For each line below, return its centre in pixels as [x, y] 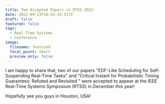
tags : [11, 28]
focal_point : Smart [30, 51]
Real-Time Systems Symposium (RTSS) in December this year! [70, 86]
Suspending [18, 76]
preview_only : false [31, 56]
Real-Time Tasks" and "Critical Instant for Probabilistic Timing [95, 76]
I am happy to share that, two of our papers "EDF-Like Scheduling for [77, 70]
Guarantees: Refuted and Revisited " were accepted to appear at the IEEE [81, 81]
